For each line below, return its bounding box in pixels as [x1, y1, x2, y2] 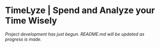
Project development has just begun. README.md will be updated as [5, 31, 145, 37]
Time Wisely [5, 15, 57, 26]
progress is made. [5, 36, 42, 42]
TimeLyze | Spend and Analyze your [5, 5, 155, 16]
